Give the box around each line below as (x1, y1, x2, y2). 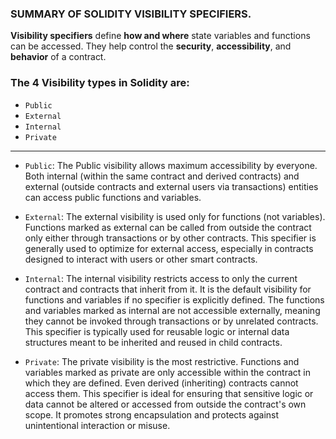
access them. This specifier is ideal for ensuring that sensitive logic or (24, 387, 314, 399)
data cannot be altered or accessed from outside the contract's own (24, 398, 307, 410)
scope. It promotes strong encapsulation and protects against (24, 408, 280, 421)
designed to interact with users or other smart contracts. (24, 253, 258, 265)
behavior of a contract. (10, 51, 107, 63)
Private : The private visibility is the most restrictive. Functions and (24, 355, 300, 367)
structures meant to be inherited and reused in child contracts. (24, 336, 283, 348)
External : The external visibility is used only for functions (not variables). (24, 210, 326, 222)
